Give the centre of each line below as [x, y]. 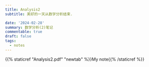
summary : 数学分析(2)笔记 [29, 27]
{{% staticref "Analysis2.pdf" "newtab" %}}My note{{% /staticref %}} [75, 59]
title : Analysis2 [23, 9]
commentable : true [24, 32]
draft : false [18, 36]
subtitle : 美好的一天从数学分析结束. [39, 14]
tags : [10, 41]
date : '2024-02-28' [25, 23]
